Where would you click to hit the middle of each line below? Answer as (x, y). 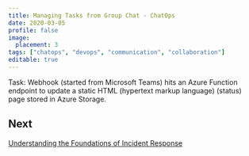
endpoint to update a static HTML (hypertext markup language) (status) (125, 90)
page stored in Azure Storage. (57, 99)
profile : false (33, 30)
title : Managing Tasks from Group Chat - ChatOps (92, 15)
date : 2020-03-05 (37, 23)
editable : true (33, 60)
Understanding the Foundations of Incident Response (96, 143)
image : (19, 38)
